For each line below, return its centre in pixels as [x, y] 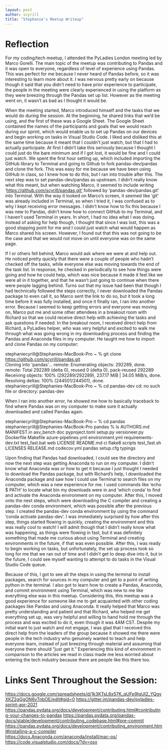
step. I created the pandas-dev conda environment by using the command [82, 511]
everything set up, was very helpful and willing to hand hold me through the [83, 617]
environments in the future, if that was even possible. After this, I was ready [83, 544]
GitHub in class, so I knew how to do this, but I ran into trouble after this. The [84, 174]
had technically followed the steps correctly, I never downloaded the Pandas [84, 291]
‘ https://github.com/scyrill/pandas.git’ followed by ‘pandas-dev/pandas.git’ [82, 190]
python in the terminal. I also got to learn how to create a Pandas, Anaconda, [84, 585]
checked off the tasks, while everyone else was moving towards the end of [82, 264]
